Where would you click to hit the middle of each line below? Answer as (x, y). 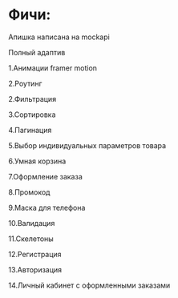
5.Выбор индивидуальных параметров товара (87, 145)
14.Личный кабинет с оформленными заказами (89, 285)
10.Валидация (32, 223)
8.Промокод (29, 192)
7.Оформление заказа (45, 176)
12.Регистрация (35, 254)
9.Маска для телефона (47, 207)
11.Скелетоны (31, 239)
